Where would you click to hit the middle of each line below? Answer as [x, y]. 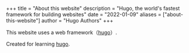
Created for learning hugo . [38, 44]
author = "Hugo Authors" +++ [77, 20]
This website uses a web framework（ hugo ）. [61, 32]
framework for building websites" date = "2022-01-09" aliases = [84, 14]
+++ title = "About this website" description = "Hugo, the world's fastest [93, 8]
